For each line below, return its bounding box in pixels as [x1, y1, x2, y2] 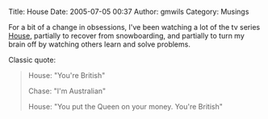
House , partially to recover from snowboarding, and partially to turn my [8, 31, 245, 40]
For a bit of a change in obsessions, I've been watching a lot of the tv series [8, 23, 261, 31]
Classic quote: [8, 55, 57, 64]
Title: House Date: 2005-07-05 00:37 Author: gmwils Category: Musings [8, 7, 249, 16]
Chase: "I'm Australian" [27, 86, 107, 96]
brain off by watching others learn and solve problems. [8, 39, 191, 49]
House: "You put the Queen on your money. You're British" [27, 102, 224, 111]
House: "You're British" [27, 71, 106, 80]
